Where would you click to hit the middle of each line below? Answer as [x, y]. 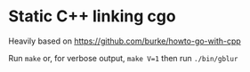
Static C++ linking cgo [92, 16]
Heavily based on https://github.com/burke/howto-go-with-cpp [125, 41]
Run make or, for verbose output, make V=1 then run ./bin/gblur [123, 58]
